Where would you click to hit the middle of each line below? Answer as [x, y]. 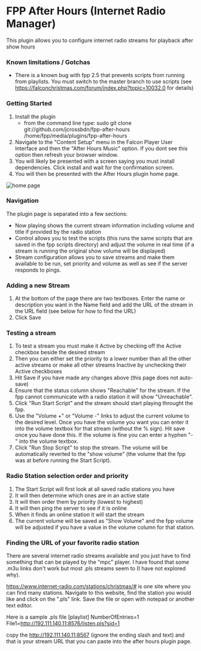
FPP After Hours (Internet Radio [86, 11]
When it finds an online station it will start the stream [80, 514]
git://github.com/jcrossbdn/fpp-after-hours [77, 129]
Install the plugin [35, 116]
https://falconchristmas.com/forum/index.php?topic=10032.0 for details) [104, 88]
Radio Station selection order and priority [67, 476]
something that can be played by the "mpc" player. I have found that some [98, 562]
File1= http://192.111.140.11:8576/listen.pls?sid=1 [63, 623]
